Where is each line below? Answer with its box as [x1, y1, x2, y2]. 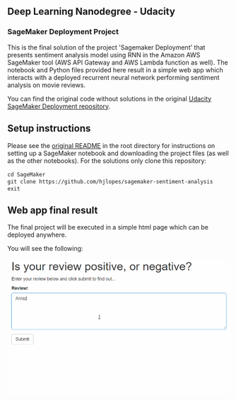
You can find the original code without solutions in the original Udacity [7, 94, 212, 103]
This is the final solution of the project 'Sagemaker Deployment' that [7, 43, 206, 52]
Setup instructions [7, 123, 91, 135]
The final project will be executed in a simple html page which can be [7, 223, 208, 232]
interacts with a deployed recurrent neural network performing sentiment [7, 73, 220, 81]
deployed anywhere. [7, 230, 67, 239]
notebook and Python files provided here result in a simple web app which [7, 65, 224, 74]
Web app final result [7, 204, 98, 216]
